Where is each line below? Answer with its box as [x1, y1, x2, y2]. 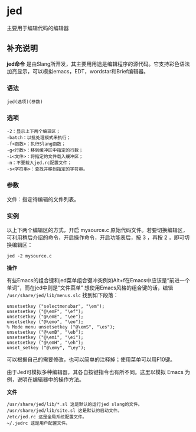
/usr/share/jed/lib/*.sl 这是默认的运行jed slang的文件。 [6, 401, 143, 407]
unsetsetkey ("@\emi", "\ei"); [6, 334, 84, 340]
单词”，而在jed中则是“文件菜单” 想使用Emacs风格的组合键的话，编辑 [6, 284, 174, 291]
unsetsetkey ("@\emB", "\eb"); [6, 329, 84, 335]
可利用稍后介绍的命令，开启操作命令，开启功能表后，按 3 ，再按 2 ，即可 [6, 234, 185, 241]
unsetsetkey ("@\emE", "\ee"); [6, 314, 84, 320]
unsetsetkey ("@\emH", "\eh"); [6, 339, 84, 346]
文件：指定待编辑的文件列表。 [6, 195, 79, 202]
